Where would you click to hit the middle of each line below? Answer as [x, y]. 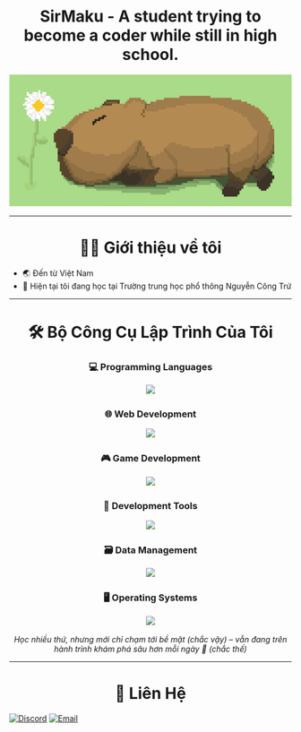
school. [150, 55]
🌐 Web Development [150, 414]
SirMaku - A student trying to [150, 17]
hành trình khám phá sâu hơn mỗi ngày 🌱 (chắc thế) [150, 649]
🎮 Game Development [150, 459]
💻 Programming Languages [150, 366]
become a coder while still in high [150, 35]
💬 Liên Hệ [150, 693]
